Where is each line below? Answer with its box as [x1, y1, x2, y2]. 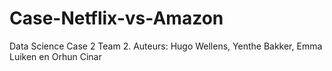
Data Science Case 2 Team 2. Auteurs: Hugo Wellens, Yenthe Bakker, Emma [9, 40, 323, 52]
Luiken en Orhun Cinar [9, 50, 102, 62]
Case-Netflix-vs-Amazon [9, 7, 224, 30]
